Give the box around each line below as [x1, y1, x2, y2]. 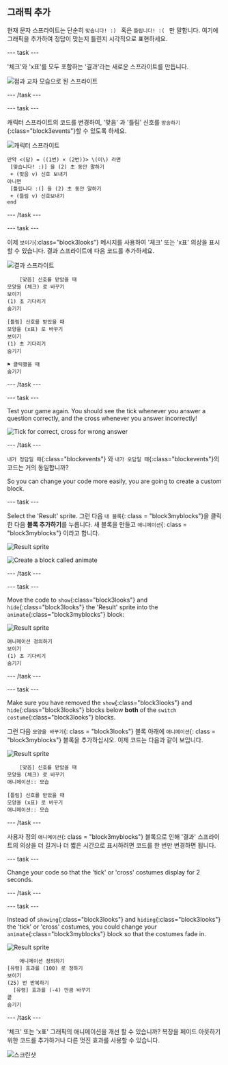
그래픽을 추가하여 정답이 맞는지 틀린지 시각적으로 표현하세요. [7, 34, 168, 42]
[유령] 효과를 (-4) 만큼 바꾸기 [13, 986, 91, 994]
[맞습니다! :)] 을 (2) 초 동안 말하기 [10, 163, 104, 170]
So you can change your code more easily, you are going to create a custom [7, 477, 222, 485]
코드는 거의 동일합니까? [7, 463, 69, 472]
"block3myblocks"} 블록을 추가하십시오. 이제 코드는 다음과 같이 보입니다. [7, 735, 203, 744]
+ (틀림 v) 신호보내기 [10, 193, 65, 199]
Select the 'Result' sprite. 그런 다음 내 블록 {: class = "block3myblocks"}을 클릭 [7, 511, 222, 519]
